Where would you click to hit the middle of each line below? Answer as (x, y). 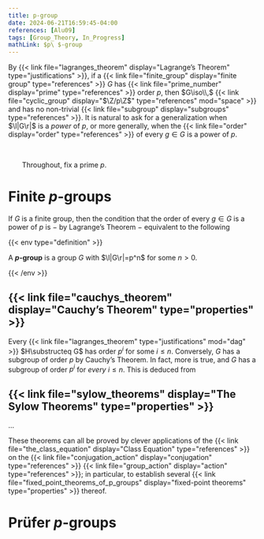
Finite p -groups (60, 197)
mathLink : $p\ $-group (45, 45)
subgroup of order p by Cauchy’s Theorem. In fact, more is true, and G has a (132, 359)
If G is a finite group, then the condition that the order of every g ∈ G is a (126, 219)
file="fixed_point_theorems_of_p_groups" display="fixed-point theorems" (127, 483)
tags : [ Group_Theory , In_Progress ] (67, 37)
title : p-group (33, 15)
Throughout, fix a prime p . (65, 165)
